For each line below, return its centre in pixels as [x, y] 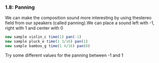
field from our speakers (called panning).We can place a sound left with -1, [80, 23]
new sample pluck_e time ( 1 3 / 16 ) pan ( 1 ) [47, 42]
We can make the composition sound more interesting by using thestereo [78, 18]
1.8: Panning [20, 7]
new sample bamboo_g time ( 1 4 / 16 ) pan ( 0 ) [48, 46]
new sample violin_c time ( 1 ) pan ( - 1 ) [43, 37]
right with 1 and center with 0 [34, 28]
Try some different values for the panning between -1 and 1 [64, 55]
